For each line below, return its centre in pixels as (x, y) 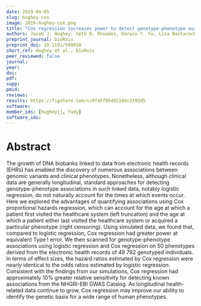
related (15, 290)
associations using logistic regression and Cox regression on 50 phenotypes (100, 246)
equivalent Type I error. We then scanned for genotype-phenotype (88, 240)
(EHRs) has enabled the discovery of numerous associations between (92, 170)
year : (13, 67)
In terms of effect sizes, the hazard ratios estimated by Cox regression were (100, 259)
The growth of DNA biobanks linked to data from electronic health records (98, 163)
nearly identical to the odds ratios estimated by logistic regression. (88, 265)
